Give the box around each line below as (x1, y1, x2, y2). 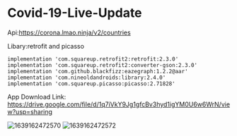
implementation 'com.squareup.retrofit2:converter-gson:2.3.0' (7, 61, 198, 68)
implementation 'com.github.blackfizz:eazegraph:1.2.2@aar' (7, 68, 189, 75)
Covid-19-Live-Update (7, 5, 143, 21)
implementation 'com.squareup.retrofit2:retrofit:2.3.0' (7, 55, 179, 63)
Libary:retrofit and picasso (7, 42, 85, 50)
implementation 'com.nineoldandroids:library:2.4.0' (7, 74, 166, 81)
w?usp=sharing (7, 107, 53, 116)
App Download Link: (7, 92, 67, 101)
